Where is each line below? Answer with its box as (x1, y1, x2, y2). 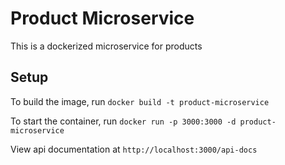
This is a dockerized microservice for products (10, 40, 203, 52)
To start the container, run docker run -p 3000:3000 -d (10, 115, 237, 127)
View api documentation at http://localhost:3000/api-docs (10, 143, 258, 155)
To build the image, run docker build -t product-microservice (10, 95, 270, 107)
